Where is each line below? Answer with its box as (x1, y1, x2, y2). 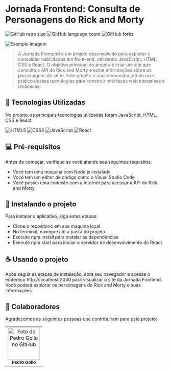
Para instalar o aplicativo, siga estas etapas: (5, 213, 98, 220)
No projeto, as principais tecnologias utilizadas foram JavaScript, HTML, (5, 112, 158, 118)
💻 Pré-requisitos (5, 143, 61, 151)
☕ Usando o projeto (5, 255, 68, 264)
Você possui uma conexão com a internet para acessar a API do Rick (12, 180, 158, 186)
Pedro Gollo (12, 359, 36, 365)
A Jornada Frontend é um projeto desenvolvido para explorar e (17, 51, 151, 57)
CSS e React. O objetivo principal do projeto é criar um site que (17, 61, 151, 68)
